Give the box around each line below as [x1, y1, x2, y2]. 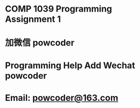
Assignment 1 [5, 14, 61, 25]
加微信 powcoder [5, 37, 74, 48]
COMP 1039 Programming [5, 3, 112, 15]
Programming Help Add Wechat [5, 60, 135, 71]
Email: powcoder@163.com [5, 92, 118, 103]
